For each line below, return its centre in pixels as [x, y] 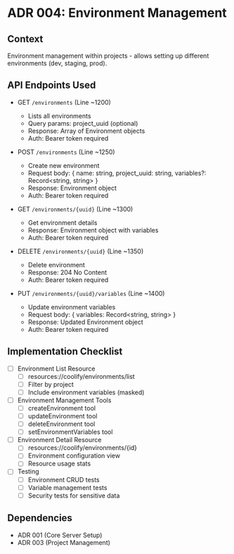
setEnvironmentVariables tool [70, 432]
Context [25, 39]
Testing [28, 472]
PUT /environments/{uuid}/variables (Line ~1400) [91, 293]
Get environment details [63, 222]
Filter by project [51, 384]
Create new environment [64, 165]
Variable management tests [67, 487]
